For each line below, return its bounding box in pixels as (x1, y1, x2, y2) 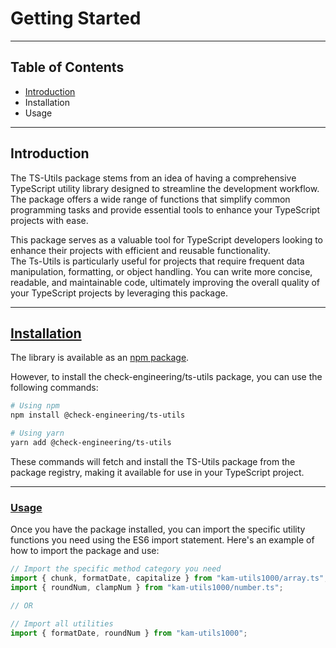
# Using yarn (10, 428, 65, 439)
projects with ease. (10, 214, 89, 226)
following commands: (10, 382, 99, 394)
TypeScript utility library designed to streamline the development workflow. (10, 182, 320, 194)
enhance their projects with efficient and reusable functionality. (10, 244, 271, 256)
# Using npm (10, 401, 60, 411)
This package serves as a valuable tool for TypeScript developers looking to (10, 233, 323, 246)
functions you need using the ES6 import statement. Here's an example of (10, 534, 315, 546)
